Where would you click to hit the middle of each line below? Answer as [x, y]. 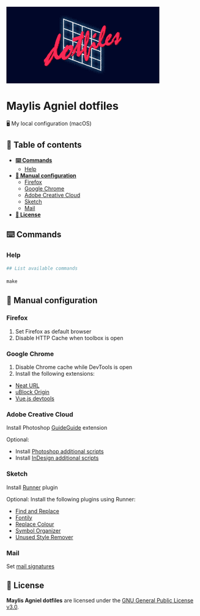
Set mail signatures [31, 566]
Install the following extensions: [55, 374]
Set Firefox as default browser [53, 331]
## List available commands [42, 268]
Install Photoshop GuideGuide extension [57, 428]
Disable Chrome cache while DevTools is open [74, 367]
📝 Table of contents [44, 145]
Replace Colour [35, 524]
